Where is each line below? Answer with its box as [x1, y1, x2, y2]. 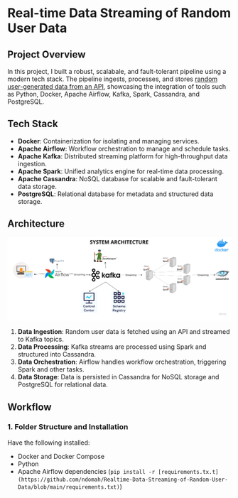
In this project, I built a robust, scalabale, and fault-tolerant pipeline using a [7, 67, 227, 75]
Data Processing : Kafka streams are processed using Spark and [17, 342, 207, 351]
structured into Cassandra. [17, 350, 97, 359]
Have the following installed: [7, 438, 90, 447]
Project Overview [7, 48, 86, 60]
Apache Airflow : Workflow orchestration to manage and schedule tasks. [17, 144, 231, 153]
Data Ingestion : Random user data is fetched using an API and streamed [17, 328, 230, 336]
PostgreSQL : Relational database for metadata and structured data [17, 190, 214, 198]
